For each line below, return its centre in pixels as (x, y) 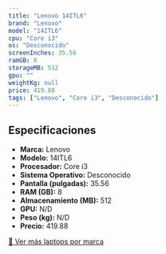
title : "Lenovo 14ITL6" (48, 16)
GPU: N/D (36, 209)
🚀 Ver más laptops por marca (56, 242)
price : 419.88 (32, 90)
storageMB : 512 (34, 68)
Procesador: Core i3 (53, 167)
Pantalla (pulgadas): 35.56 (64, 183)
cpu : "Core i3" (34, 38)
